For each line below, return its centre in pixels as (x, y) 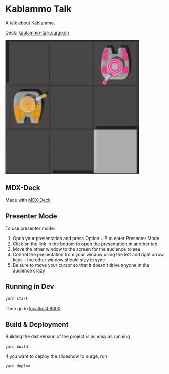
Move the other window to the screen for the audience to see (76, 249)
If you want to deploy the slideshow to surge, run (56, 356)
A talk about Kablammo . (30, 23)
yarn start (17, 299)
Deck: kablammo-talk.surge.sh (37, 32)
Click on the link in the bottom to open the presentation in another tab (85, 244)
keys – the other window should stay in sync (59, 260)
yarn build (17, 347)
